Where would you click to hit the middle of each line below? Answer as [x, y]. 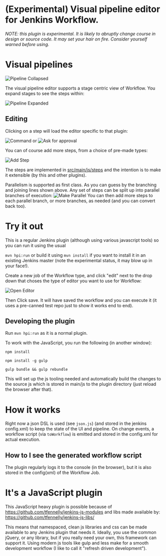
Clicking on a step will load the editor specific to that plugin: [67, 131]
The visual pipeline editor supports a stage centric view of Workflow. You [80, 88]
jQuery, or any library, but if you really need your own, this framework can [81, 538]
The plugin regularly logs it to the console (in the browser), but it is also [78, 467]
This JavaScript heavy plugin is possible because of [59, 507]
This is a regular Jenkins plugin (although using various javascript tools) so [82, 240]
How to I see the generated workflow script [74, 455]
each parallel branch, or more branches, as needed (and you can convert [80, 201]
